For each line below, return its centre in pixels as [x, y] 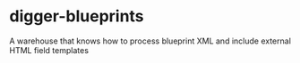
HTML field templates [49, 50]
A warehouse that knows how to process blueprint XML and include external [150, 41]
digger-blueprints [77, 16]
